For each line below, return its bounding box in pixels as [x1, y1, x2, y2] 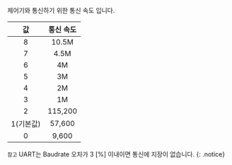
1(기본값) [11, 119, 41, 129]
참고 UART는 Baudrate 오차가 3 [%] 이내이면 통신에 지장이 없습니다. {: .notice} [7, 150, 225, 158]
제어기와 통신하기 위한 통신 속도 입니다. [7, 6, 115, 14]
